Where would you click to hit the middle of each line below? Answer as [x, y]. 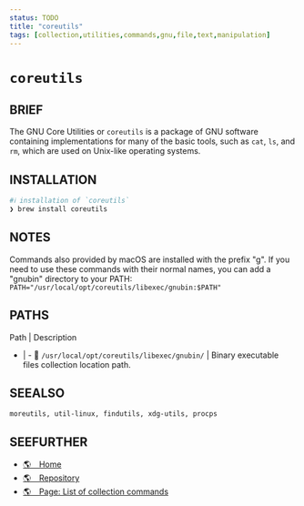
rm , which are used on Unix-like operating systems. [105, 151]
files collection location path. [76, 364]
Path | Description [43, 337]
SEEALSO [37, 393]
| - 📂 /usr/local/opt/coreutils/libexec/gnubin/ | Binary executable [151, 355]
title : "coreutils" [46, 26]
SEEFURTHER [49, 442]
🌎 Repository [51, 478]
